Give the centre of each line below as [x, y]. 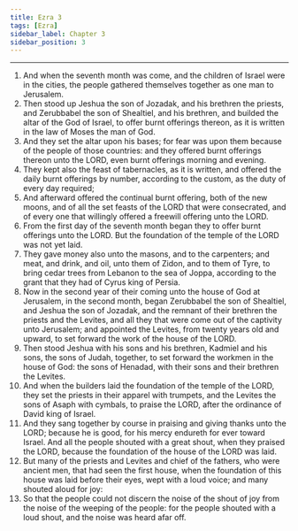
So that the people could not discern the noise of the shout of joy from [151, 499]
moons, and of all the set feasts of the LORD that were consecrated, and [154, 207]
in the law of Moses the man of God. [89, 132]
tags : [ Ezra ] [34, 26]
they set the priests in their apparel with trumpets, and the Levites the [149, 396]
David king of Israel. [59, 414]
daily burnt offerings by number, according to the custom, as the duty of [154, 179]
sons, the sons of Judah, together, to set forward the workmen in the [148, 358]
